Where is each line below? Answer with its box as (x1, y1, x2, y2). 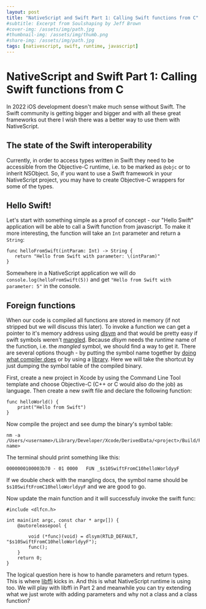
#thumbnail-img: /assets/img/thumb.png (6, 32, 109, 38)
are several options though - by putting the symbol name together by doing (6, 349, 196, 356)
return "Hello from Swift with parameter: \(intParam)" (14, 253, 161, 259)
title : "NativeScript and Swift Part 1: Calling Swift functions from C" (6, 15, 199, 21)
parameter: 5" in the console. (6, 283, 81, 290)
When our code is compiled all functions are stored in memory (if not (6, 316, 180, 324)
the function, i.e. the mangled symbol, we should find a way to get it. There (6, 343, 196, 350)
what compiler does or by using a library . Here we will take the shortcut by (6, 356, 194, 363)
